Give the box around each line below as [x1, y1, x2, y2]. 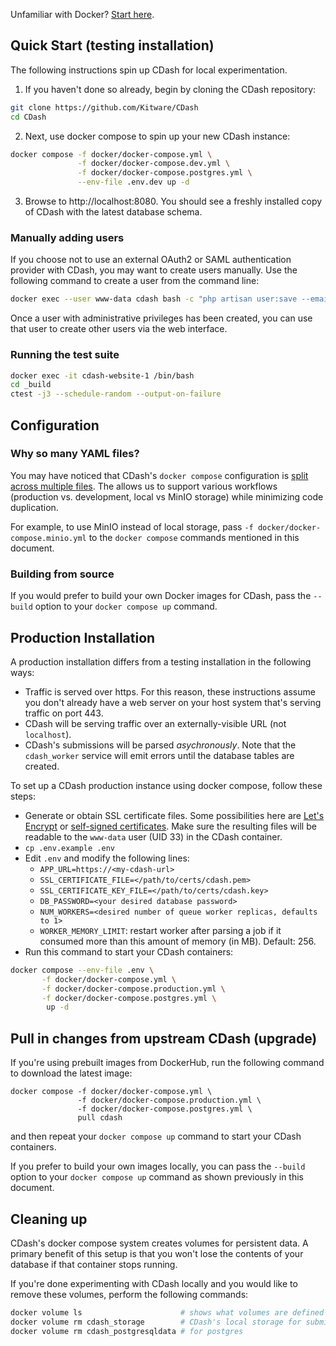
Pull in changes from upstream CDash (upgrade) [10, 1030, 318, 1047]
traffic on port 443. [24, 707, 104, 719]
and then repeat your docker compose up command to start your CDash [10, 1130, 302, 1143]
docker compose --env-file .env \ [10, 965, 155, 975]
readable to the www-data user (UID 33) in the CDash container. [24, 830, 283, 843]
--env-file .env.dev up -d [77, 177, 190, 188]
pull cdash [77, 1113, 123, 1123]
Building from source [10, 567, 115, 581]
